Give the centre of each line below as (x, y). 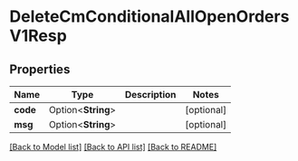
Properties (40, 69)
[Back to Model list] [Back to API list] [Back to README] (113, 147)
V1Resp (38, 36)
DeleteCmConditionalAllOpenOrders (149, 17)
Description (150, 95)
